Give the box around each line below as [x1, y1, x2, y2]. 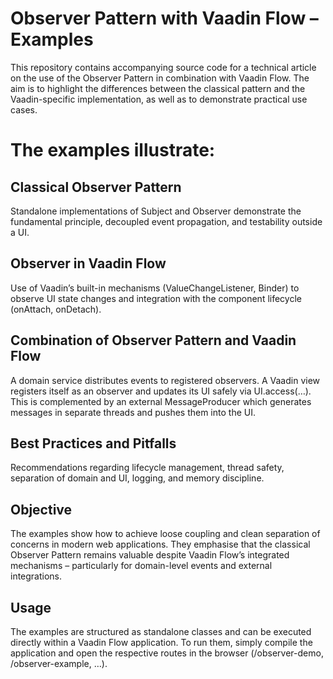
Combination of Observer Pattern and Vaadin [10, 332, 297, 349]
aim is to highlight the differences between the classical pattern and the [10, 82, 306, 94]
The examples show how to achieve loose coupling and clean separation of [10, 528, 321, 540]
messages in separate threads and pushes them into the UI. [10, 406, 256, 418]
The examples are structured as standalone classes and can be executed [10, 626, 312, 637]
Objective [10, 501, 73, 518]
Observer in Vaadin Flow [10, 255, 167, 272]
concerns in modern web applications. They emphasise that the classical [10, 538, 311, 551]
